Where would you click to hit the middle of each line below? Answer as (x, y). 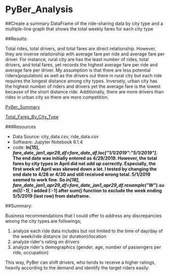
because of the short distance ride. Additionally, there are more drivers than (84, 91)
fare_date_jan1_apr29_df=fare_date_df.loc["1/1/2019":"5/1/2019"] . (85, 152)
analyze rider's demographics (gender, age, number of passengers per (87, 247)
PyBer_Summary (23, 107)
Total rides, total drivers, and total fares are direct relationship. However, (81, 48)
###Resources (21, 127)
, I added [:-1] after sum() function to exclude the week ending (95, 190)
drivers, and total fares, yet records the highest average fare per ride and (82, 65)
